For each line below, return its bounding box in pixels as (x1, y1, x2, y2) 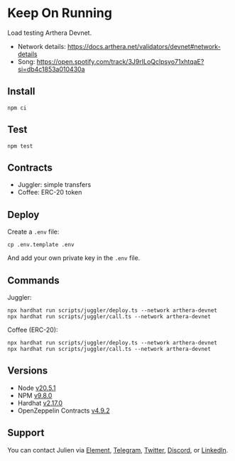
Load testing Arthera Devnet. (7, 28, 92, 37)
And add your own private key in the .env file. (7, 254, 141, 262)
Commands (7, 274, 60, 286)
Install (7, 85, 35, 97)
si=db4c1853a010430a (17, 65, 85, 73)
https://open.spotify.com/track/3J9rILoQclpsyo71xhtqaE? (36, 57, 204, 65)
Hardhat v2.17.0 (17, 398, 62, 407)
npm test (7, 142, 33, 150)
